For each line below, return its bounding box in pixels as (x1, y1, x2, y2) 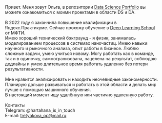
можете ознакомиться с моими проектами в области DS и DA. (5, 9, 136, 15)
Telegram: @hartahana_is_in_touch (5, 107, 76, 113)
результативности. (5, 66, 44, 72)
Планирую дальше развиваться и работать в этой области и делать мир (5, 82, 157, 87)
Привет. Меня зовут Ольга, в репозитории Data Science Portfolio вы (5, 4, 146, 10)
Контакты (5, 102, 25, 108)
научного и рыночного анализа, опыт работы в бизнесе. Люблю (5, 46, 139, 51)
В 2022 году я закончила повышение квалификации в (5, 19, 117, 25)
